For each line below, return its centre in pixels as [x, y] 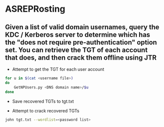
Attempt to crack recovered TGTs [46, 110]
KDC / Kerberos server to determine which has [78, 34]
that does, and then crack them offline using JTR [81, 57]
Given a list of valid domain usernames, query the [82, 27]
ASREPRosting [35, 9]
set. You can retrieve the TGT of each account [76, 50]
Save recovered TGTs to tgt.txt [43, 101]
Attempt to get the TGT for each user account [58, 69]
